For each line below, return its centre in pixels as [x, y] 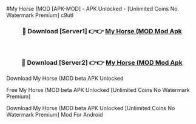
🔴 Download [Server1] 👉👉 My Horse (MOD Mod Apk [102, 31]
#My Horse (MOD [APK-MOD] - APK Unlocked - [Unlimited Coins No [92, 9]
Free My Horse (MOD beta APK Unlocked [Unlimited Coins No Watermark [98, 90]
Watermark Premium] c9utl [40, 15]
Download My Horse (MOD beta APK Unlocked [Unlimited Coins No [91, 108]
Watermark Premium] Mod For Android [55, 114]
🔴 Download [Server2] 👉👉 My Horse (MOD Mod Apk [102, 63]
